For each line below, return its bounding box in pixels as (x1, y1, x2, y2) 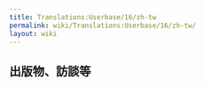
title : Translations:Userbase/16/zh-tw (9, 12, 157, 22)
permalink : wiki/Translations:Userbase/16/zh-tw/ (9, 21, 197, 30)
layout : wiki (9, 29, 58, 38)
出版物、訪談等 (9, 63, 91, 79)
